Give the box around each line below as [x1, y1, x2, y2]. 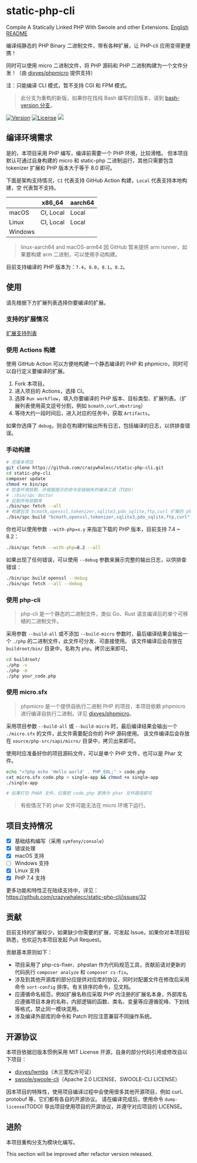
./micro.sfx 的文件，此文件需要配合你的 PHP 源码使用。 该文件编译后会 [6, 729, 180, 737]
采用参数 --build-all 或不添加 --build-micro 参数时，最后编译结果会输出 [6, 630, 183, 637]
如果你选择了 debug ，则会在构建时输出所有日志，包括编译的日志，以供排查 [6, 422, 185, 429]
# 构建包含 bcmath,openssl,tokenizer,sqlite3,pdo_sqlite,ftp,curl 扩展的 [6, 508, 184, 515]
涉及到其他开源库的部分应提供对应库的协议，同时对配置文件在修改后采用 [14, 976, 189, 983]
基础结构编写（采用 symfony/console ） [14, 838, 107, 845]
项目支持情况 [6, 821, 53, 831]
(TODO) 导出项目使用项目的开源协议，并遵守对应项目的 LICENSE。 [24, 1103, 186, 1110]
